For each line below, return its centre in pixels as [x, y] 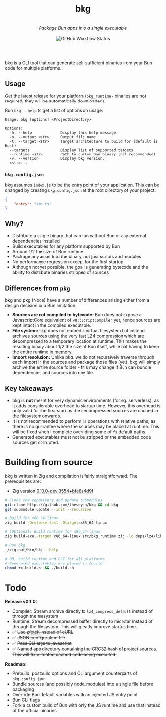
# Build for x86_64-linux [32, 518]
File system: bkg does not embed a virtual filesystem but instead [78, 331]
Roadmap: [16, 664]
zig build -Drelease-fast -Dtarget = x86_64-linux [56, 523]
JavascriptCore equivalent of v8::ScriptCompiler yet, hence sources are [86, 320]
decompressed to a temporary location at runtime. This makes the [80, 341]
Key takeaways [29, 388]
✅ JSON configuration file [39, 638]
